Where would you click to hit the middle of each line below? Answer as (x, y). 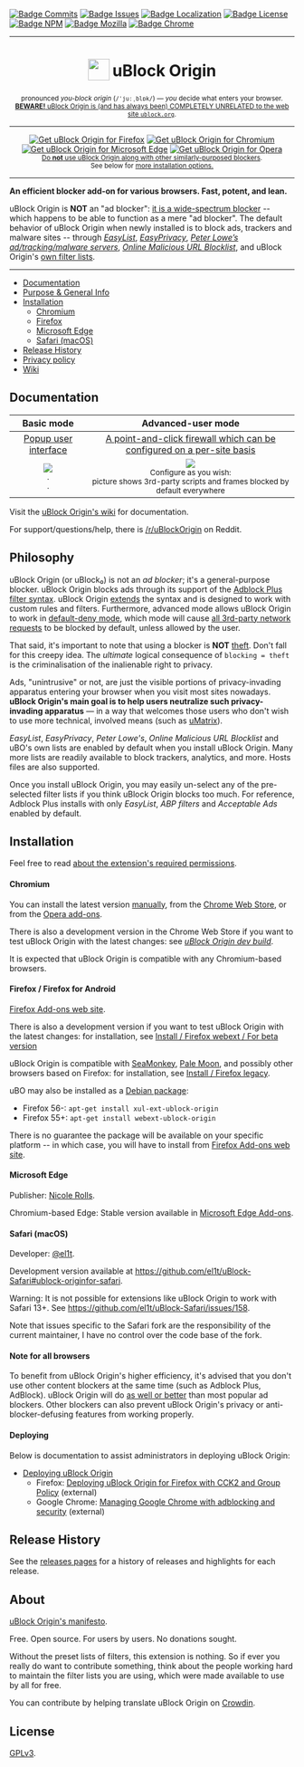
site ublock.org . (152, 114)
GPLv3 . (23, 1753)
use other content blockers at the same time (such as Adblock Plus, (135, 1386)
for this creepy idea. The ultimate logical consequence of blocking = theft (149, 654)
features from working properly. (135, 1414)
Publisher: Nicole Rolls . (52, 1195)
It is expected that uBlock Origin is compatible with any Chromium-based (146, 959)
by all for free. (35, 1686)
